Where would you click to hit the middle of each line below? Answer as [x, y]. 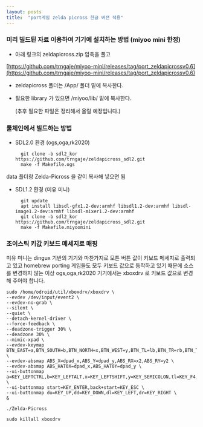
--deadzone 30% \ [28, 335]
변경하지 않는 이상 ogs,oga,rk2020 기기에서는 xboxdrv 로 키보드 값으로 [97, 273]
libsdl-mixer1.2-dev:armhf [100, 212]
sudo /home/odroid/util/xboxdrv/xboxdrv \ [60, 292]
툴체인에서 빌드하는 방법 [39, 128]
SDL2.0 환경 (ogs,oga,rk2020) [52, 142]
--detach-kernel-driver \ [39, 319]
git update [34, 201]
